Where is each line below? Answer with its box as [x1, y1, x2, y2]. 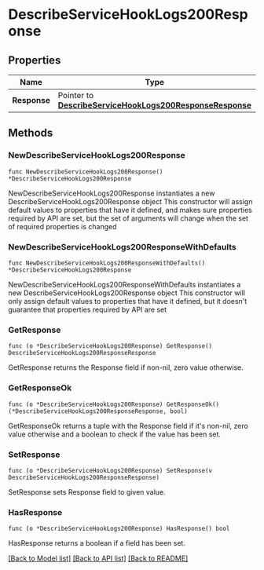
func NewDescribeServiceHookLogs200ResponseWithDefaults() [8, 259, 206, 267]
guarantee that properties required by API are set [8, 305, 167, 314]
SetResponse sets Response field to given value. [8, 487, 167, 496]
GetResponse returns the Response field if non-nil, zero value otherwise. [8, 363, 244, 372]
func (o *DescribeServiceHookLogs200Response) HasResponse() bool [8, 524, 230, 533]
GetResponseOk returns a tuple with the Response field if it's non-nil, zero [8, 421, 249, 430]
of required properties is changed [8, 221, 117, 231]
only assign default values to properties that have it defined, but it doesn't [8, 296, 247, 305]
